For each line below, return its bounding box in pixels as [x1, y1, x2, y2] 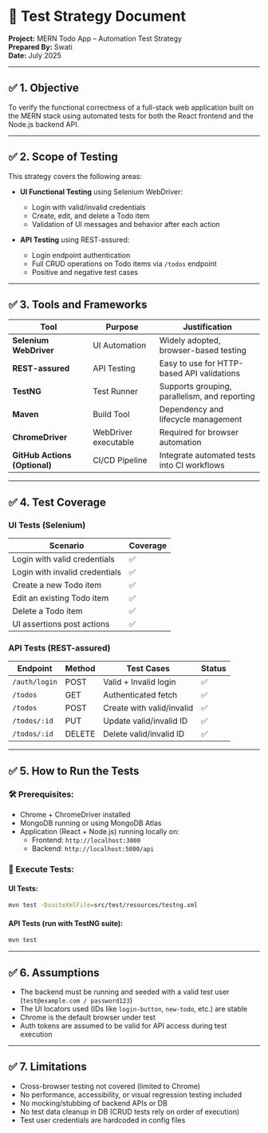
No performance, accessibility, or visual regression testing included [19, 1090, 242, 1099]
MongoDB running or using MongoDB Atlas [19, 818, 162, 828]
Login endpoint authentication [31, 250, 131, 260]
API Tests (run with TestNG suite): [8, 918, 124, 928]
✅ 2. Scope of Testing [8, 150, 118, 164]
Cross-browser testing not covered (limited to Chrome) [19, 1081, 201, 1091]
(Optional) [12, 459, 52, 471]
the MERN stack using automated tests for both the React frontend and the [8, 111, 254, 121]
